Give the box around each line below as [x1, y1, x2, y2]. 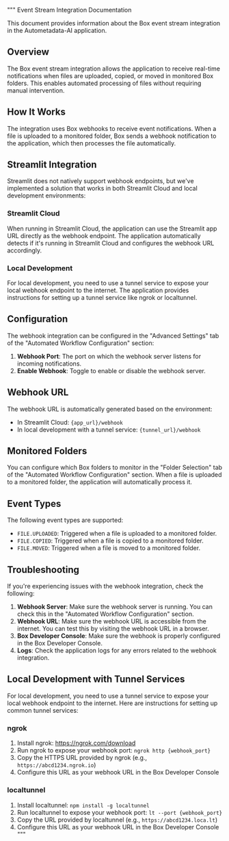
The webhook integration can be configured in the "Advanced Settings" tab [7, 331, 219, 340]
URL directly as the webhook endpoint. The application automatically [7, 231, 201, 239]
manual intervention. [7, 86, 65, 95]
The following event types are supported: [7, 516, 124, 524]
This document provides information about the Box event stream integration [7, 19, 221, 27]
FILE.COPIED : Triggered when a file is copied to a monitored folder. [16, 536, 204, 545]
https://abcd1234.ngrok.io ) [16, 761, 96, 769]
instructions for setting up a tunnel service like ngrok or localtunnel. [7, 294, 198, 302]
